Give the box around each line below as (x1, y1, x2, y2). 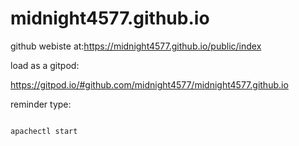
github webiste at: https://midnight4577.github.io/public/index (10, 40, 262, 52)
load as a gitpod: (10, 59, 80, 71)
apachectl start (10, 126, 78, 136)
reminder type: (10, 98, 72, 110)
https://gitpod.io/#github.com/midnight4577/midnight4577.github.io (10, 78, 289, 91)
